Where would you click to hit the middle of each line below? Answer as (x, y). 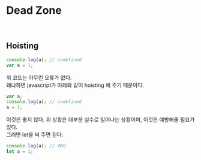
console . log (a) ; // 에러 (36, 146)
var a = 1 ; (20, 65)
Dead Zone (34, 10)
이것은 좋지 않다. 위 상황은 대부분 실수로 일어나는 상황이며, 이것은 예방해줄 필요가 (100, 120)
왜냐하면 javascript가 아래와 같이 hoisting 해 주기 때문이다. (75, 85)
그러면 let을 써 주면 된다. (35, 135)
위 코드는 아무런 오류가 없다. (39, 77)
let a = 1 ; (20, 152)
